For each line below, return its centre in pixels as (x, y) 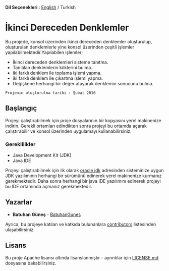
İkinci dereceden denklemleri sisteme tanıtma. (60, 62)
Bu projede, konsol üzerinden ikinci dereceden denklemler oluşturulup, (79, 41)
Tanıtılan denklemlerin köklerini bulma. (52, 67)
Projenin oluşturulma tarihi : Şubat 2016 (50, 93)
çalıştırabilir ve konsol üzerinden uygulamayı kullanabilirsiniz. (69, 131)
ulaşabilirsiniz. (20, 230)
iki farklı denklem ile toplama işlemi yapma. (57, 73)
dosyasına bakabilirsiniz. (31, 263)
